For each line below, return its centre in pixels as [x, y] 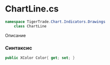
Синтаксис [19, 48]
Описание [15, 35]
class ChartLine [30, 26]
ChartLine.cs [32, 9]
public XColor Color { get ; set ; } [40, 58]
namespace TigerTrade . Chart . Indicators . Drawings [55, 22]
